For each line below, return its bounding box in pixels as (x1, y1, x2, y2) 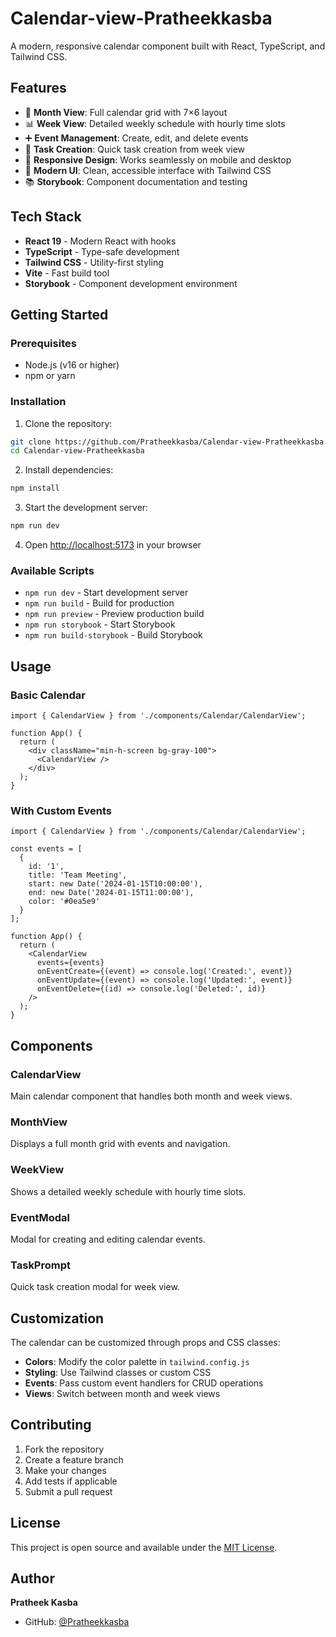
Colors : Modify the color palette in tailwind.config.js (24, 1356, 250, 1368)
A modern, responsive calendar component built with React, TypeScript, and (10, 40, 326, 52)
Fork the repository (24, 1443, 105, 1455)
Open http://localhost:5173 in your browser (24, 539, 202, 551)
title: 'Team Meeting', (28, 870, 128, 881)
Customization (10, 1310, 105, 1327)
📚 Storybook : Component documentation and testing (24, 175, 248, 187)
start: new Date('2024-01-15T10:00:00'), (28, 879, 203, 889)
